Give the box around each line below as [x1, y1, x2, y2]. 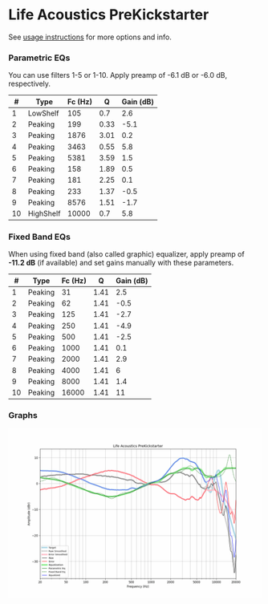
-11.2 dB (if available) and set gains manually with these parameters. [8, 258, 234, 268]
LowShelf [27, 108, 59, 118]
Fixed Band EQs [8, 231, 71, 242]
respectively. [8, 79, 51, 89]
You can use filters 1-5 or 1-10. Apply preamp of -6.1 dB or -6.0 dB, [8, 71, 228, 80]
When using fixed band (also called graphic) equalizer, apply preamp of [8, 249, 245, 259]
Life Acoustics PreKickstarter [8, 6, 209, 24]
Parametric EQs [8, 52, 71, 63]
